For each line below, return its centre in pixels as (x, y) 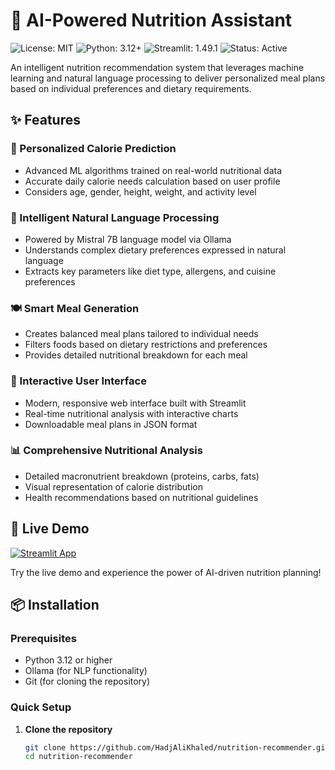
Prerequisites (43, 638)
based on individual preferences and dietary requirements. (131, 88)
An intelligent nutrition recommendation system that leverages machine (157, 67)
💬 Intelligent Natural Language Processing (115, 217)
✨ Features (45, 120)
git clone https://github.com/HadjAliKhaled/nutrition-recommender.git (177, 747)
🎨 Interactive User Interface (78, 381)
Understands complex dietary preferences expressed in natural (155, 250)
